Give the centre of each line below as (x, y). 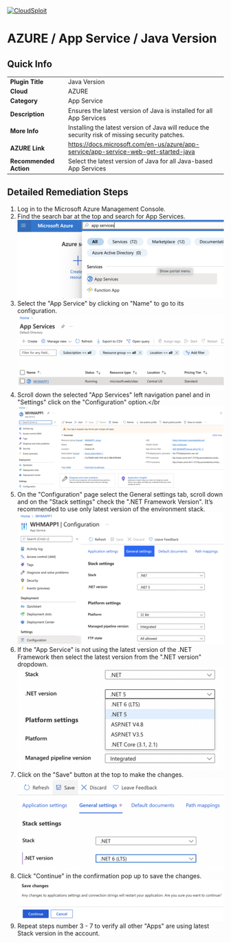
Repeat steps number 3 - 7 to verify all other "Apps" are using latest (113, 926)
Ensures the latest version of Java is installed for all (140, 110)
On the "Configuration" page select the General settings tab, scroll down (120, 495)
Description (27, 114)
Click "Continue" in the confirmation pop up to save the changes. (109, 876)
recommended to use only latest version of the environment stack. (111, 509)
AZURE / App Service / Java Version (112, 39)
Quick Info (30, 64)
